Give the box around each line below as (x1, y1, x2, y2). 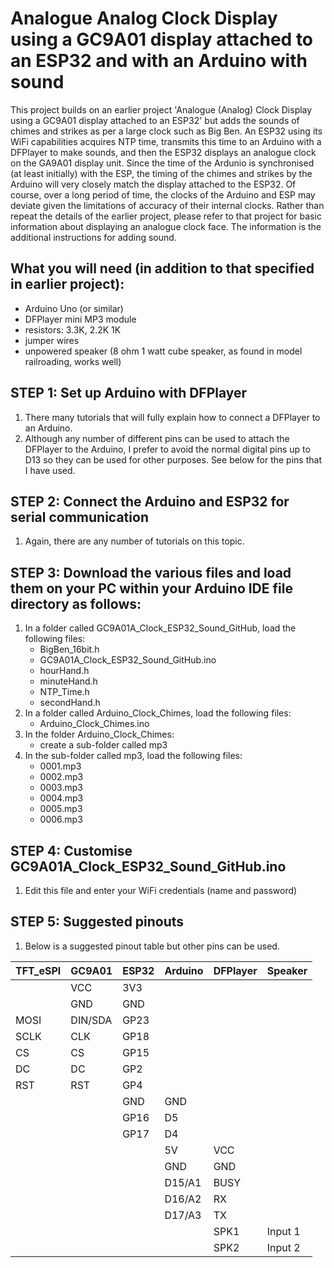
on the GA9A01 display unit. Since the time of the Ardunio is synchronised (10, 157, 315, 169)
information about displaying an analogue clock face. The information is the (10, 220, 322, 232)
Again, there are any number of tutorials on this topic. (24, 535, 245, 547)
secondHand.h (39, 697, 101, 709)
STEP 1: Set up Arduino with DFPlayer (10, 385, 248, 402)
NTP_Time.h (39, 686, 90, 698)
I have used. (24, 464, 76, 476)
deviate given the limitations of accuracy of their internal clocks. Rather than (10, 199, 325, 211)
